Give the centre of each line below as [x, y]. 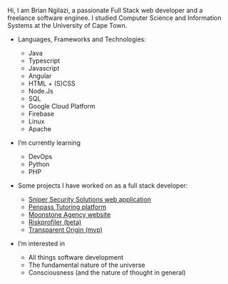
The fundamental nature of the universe [87, 265]
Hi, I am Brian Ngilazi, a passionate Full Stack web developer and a [105, 10]
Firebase [41, 114]
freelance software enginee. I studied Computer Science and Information [114, 18]
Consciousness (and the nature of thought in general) [107, 273]
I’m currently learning [49, 143]
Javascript [44, 68]
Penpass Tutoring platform [67, 207]
